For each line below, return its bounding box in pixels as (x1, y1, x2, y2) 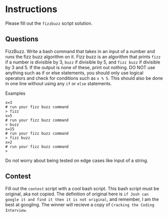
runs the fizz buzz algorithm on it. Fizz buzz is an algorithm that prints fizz (5, 53, 161, 60)
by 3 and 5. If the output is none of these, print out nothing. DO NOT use (5, 64, 155, 70)
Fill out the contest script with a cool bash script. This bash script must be (5, 185, 159, 191)
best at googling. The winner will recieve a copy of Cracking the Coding (5, 201, 155, 207)
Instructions (5, 4, 58, 15)
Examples (5, 90, 26, 96)
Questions (5, 35, 39, 43)
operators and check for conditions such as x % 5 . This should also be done (5, 75, 163, 81)
